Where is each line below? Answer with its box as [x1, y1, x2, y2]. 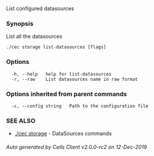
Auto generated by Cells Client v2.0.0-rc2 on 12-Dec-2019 [6, 143, 147, 150]
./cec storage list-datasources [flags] [6, 44, 107, 50]
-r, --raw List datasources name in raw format [11, 76, 138, 82]
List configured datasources [6, 5, 75, 12]
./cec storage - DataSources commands [14, 130, 112, 137]
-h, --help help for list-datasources [11, 71, 112, 77]
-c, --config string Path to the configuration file [11, 103, 149, 109]
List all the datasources [6, 33, 63, 40]
